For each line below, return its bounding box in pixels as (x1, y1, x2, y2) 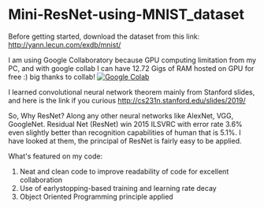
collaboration (19, 175, 63, 185)
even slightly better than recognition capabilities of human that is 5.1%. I (8, 128, 242, 137)
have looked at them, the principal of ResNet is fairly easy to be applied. (8, 136, 242, 145)
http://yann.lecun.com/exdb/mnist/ (8, 39, 121, 49)
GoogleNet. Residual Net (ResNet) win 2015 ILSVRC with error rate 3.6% (8, 119, 243, 129)
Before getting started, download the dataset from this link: (8, 32, 200, 41)
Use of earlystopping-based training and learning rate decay (19, 183, 217, 192)
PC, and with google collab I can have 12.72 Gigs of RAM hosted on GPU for (8, 63, 255, 73)
